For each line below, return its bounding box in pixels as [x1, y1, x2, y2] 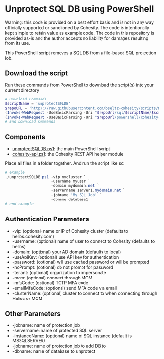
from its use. [5, 40, 30, 46]
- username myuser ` [51, 179, 91, 184]
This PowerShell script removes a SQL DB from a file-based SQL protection [5, 50, 156, 56]
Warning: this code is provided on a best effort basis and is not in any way [5, 20, 154, 25]
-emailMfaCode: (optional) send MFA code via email [12, 285, 117, 291]
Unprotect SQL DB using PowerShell [5, 3, 154, 15]
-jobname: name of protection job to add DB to [12, 343, 106, 349]
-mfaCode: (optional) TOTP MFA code [12, 279, 89, 286]
